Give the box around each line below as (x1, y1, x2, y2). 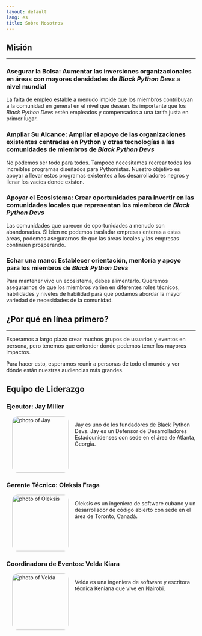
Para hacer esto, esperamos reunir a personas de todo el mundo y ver (6, 360, 180, 367)
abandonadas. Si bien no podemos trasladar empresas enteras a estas (6, 228, 182, 235)
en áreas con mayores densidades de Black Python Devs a (6, 75, 180, 83)
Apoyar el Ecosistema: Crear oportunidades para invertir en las (6, 193, 194, 202)
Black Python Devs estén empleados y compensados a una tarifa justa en (6, 109, 189, 116)
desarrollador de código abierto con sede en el (75, 507, 191, 514)
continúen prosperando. (6, 242, 66, 249)
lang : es (6, 14, 28, 20)
